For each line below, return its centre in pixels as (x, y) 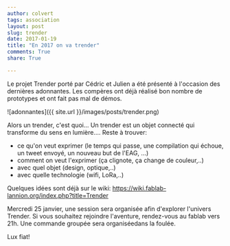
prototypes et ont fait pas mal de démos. (65, 98)
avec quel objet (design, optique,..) (66, 167)
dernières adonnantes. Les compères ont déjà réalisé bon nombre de (105, 91)
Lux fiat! (19, 236)
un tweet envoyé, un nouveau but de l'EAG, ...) (83, 153)
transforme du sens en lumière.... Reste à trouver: (77, 132)
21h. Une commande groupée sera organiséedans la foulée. (92, 223)
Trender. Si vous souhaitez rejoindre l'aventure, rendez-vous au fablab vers (114, 216)
